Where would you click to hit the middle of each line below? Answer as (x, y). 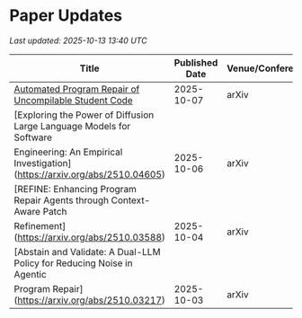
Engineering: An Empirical (68, 152)
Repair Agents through (62, 200)
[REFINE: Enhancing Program (75, 189)
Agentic (30, 274)
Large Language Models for (72, 126)
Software (33, 137)
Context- (131, 200)
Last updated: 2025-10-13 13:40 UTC (78, 40)
